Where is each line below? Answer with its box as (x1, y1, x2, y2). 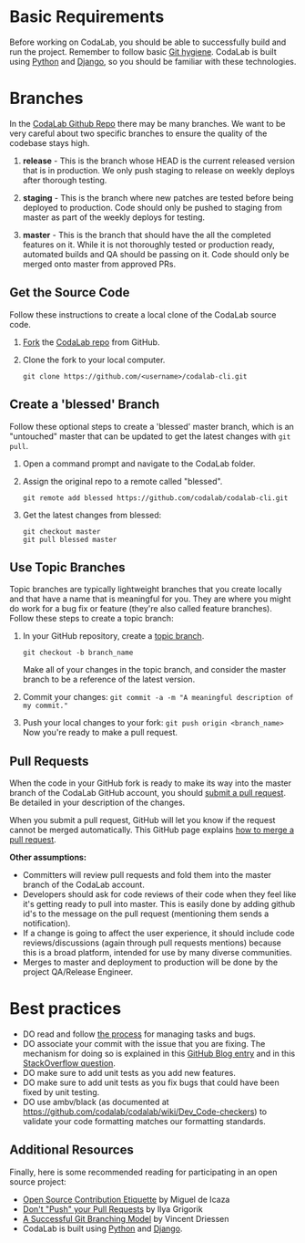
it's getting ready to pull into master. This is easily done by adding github (22, 899, 296, 910)
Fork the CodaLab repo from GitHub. (22, 336, 160, 348)
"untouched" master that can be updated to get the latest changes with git (9, 431, 291, 442)
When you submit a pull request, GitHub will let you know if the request (9, 815, 276, 826)
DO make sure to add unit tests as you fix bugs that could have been (22, 1077, 280, 1088)
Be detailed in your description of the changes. (9, 797, 186, 809)
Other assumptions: (9, 851, 86, 863)
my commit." (22, 701, 68, 711)
